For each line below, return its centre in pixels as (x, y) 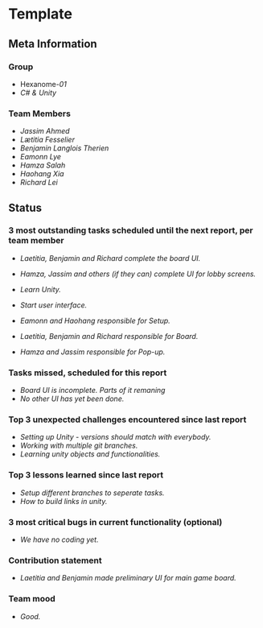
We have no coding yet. (59, 539)
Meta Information (53, 44)
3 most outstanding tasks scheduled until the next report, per (131, 230)
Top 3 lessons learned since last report (86, 475)
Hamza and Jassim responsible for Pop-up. (92, 352)
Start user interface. (53, 305)
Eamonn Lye (41, 157)
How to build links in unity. (64, 501)
